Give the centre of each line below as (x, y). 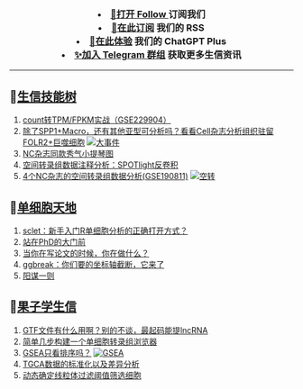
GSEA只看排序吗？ (57, 352)
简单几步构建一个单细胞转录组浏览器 (90, 341)
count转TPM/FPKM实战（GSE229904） (96, 120)
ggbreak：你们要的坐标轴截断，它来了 (93, 264)
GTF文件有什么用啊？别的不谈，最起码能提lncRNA (115, 330)
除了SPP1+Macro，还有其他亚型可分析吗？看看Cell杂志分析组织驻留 (148, 131)
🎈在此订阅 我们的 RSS (158, 27)
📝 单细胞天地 (43, 208)
